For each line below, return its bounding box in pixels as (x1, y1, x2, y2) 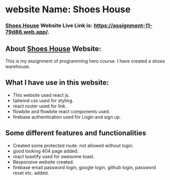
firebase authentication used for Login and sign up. (12, 114, 121, 120)
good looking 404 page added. (12, 148, 79, 154)
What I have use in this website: (5, 78, 109, 87)
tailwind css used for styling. (12, 97, 73, 103)
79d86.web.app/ (5, 28, 48, 35)
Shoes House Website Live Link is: (5, 22, 93, 29)
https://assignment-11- (93, 22, 153, 29)
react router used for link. (12, 103, 67, 109)
